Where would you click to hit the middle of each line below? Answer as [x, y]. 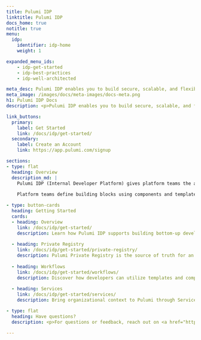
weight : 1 [29, 51]
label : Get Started [41, 128]
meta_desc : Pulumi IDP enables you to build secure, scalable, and [92, 89]
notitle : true [24, 28]
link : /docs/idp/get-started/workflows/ [68, 272]
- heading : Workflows [39, 267]
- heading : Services [37, 289]
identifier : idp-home [44, 46]
